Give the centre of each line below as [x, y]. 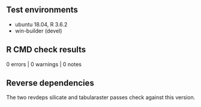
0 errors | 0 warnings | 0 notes [44, 64]
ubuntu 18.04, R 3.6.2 [41, 24]
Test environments [42, 10]
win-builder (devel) [38, 31]
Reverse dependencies [50, 83]
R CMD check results [46, 50]
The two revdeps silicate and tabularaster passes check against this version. [101, 97]
